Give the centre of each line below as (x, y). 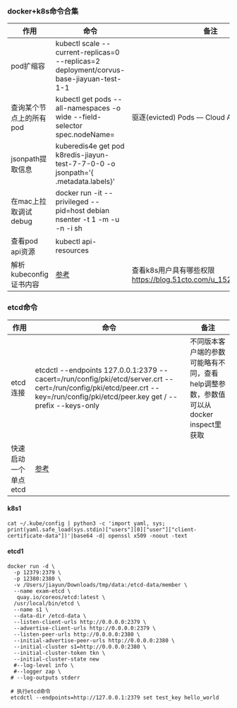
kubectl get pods (83, 99)
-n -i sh (69, 228)
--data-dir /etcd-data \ (50, 616)
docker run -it (79, 193)
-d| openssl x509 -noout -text (142, 535)
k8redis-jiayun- (82, 155)
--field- (87, 117)
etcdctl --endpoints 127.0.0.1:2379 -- (102, 370)
